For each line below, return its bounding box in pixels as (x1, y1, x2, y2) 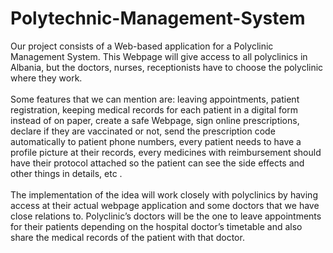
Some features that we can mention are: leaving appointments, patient (10, 93, 300, 105)
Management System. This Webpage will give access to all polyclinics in (10, 50, 308, 62)
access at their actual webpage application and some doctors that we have (10, 199, 320, 211)
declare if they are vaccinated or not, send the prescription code (10, 125, 276, 137)
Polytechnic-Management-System (10, 7, 306, 30)
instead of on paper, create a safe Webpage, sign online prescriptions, (10, 114, 300, 126)
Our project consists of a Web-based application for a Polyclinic (10, 40, 274, 52)
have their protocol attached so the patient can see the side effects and (10, 157, 305, 169)
